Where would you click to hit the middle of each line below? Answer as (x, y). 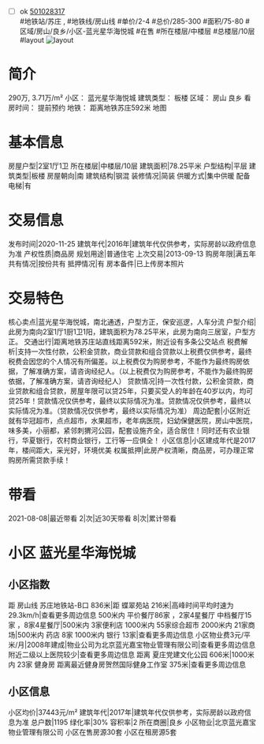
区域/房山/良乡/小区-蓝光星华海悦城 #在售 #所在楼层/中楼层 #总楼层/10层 (137, 32)
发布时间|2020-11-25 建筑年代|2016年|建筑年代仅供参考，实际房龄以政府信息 (132, 243)
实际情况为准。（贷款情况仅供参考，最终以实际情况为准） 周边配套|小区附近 (129, 411)
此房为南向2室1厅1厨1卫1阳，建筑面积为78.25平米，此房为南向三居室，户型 (129, 332)
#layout (32, 40)
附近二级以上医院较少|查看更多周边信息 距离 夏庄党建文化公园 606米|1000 (128, 654)
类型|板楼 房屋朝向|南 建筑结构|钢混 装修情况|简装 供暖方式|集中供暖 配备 (132, 175)
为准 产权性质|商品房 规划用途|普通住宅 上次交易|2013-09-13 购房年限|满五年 (132, 254)
